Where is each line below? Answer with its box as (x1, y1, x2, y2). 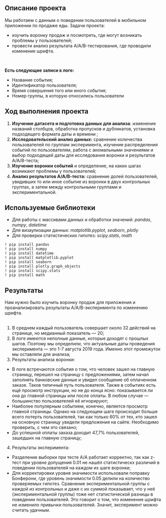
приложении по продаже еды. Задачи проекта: (4, 22, 105, 28)
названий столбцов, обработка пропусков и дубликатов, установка (11, 125, 156, 131)
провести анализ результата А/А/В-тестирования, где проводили (11, 42, 151, 49)
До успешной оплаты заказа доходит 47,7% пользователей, (11, 430, 140, 436)
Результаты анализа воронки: (11, 357, 76, 363)
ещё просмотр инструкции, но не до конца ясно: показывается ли (11, 388, 153, 394)
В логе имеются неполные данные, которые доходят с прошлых (11, 335, 149, 341)
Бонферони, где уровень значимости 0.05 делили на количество (11, 475, 150, 482)
